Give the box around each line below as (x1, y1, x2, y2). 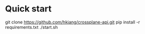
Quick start (5, 3, 52, 14)
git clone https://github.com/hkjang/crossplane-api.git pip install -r (5, 19, 140, 25)
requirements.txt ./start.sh (5, 24, 58, 30)
